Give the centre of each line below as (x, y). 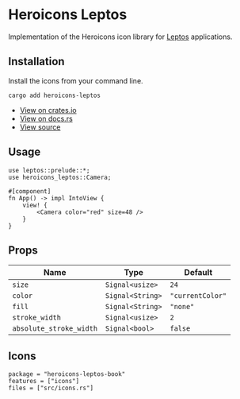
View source (40, 127)
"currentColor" (198, 296)
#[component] (30, 191)
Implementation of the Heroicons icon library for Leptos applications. (120, 37)
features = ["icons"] (44, 382)
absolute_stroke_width (55, 329)
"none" (182, 307)
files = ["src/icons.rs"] (51, 388)
